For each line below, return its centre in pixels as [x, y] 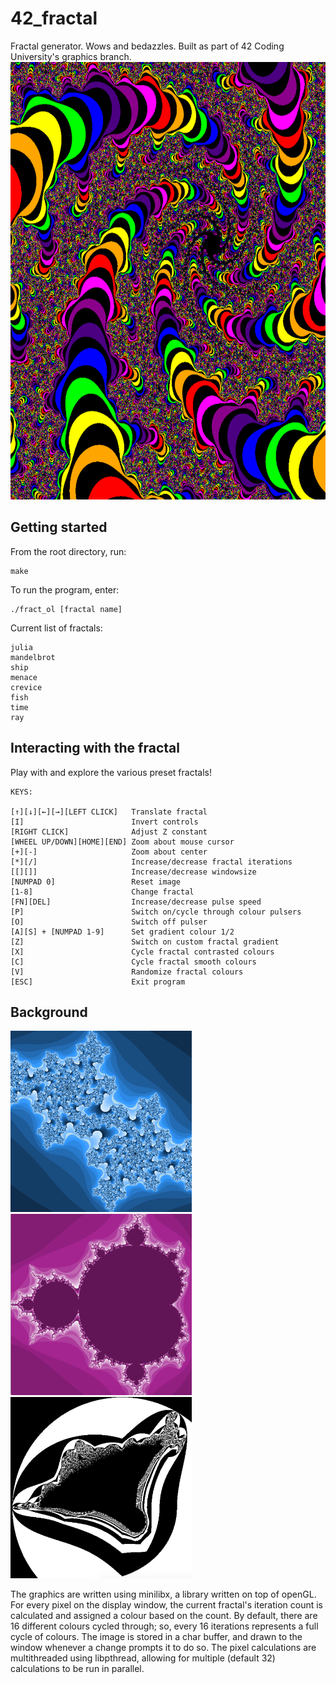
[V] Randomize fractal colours [127, 972]
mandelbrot [33, 657]
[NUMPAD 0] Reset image [96, 882]
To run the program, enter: [65, 589]
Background [49, 1012]
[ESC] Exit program [98, 982]
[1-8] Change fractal [102, 892]
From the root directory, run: [68, 551]
